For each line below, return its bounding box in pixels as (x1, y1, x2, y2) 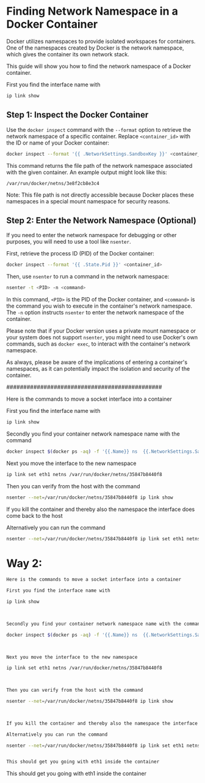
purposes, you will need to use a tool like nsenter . (6, 238, 131, 246)
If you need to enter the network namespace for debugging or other (6, 232, 177, 239)
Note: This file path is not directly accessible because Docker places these (6, 191, 194, 199)
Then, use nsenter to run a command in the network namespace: (6, 273, 170, 280)
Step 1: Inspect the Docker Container (6, 110, 149, 120)
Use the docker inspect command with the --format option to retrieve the (6, 126, 191, 133)
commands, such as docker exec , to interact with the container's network (6, 340, 190, 347)
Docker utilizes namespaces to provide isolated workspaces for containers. (6, 37, 196, 45)
